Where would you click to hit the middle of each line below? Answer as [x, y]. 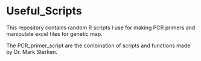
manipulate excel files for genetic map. [54, 33]
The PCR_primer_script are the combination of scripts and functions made [98, 45]
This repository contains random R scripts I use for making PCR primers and [101, 28]
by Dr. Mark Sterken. [32, 51]
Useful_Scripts [44, 11]
